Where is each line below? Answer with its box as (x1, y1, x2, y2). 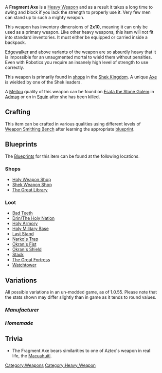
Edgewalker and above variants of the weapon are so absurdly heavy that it (5, 49, 157, 55)
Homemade (5, 319, 34, 326)
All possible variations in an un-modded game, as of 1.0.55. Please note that (5, 289, 157, 295)
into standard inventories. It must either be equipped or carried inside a (5, 34, 148, 40)
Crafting (5, 108, 31, 116)
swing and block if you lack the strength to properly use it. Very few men (5, 9, 151, 15)
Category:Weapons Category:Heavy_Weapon (5, 362, 96, 368)
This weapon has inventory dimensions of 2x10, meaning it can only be (5, 24, 148, 30)
